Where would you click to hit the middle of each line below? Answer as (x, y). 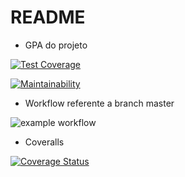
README (48, 17)
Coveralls (44, 142)
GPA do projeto (56, 45)
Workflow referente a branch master (99, 103)
